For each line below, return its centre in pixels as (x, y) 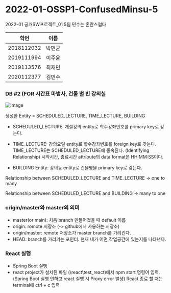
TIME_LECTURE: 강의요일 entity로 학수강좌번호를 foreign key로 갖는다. (84, 144)
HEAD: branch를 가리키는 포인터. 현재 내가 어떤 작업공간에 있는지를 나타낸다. (89, 239)
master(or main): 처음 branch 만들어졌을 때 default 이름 (69, 220)
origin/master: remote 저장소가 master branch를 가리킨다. (72, 232)
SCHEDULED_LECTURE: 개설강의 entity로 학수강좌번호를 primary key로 (86, 127)
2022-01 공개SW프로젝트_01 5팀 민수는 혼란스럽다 (56, 24)
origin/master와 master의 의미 (43, 208)
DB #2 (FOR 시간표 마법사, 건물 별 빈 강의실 (56, 93)
